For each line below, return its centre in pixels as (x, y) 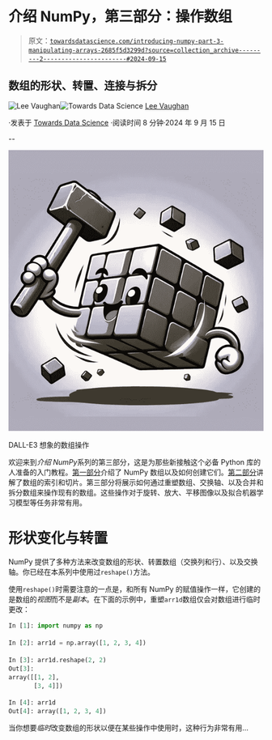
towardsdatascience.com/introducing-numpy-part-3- (137, 41)
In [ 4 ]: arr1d (32, 703)
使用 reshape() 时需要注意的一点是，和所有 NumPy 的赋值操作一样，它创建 (131, 589)
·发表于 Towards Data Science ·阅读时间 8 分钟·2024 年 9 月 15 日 (117, 122)
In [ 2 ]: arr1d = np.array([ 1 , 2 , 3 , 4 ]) (78, 643)
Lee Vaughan (167, 105)
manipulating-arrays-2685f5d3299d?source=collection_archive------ (144, 50)
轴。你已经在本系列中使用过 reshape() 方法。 (82, 572)
